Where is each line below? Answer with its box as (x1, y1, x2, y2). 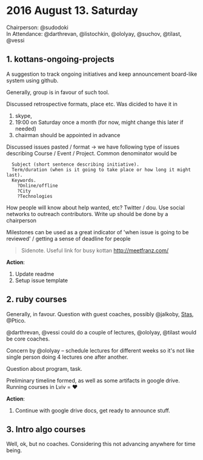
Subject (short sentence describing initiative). (12, 161, 139, 167)
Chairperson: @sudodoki (6, 24, 68, 31)
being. (6, 447, 22, 454)
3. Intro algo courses (6, 424, 86, 435)
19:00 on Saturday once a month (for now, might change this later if (15, 118, 184, 126)
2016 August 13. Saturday (6, 4, 138, 18)
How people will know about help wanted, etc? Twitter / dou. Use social (6, 204, 185, 211)
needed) (15, 125, 36, 132)
